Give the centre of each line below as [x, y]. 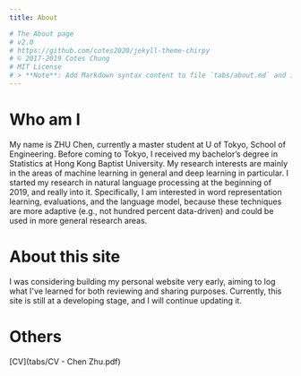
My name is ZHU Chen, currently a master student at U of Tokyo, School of [148, 144]
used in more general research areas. [78, 220]
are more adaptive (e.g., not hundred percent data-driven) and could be [142, 210]
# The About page [42, 34]
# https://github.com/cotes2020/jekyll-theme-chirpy [110, 50]
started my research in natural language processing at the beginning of [140, 182]
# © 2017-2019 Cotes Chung [60, 59]
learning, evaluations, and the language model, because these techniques [146, 201]
